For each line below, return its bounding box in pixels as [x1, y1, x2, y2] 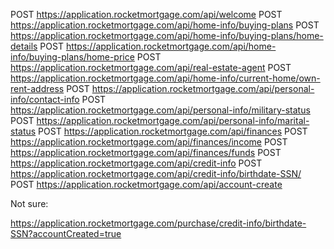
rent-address [10, 83, 65, 94]
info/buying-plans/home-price [10, 51, 135, 63]
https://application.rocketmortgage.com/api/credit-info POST [10, 157, 263, 169]
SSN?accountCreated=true [10, 228, 122, 239]
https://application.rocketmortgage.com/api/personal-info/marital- [36, 115, 310, 126]
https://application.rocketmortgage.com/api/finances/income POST [10, 136, 288, 148]
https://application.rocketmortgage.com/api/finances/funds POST [10, 147, 282, 158]
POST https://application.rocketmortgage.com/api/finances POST [38, 125, 308, 137]
